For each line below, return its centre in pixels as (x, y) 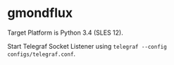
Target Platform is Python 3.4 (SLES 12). (65, 32)
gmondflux (40, 13)
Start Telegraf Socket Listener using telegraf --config (87, 46)
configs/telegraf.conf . (42, 54)
